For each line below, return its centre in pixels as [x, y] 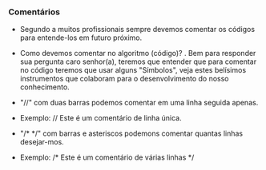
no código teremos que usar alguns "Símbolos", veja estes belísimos [133, 70]
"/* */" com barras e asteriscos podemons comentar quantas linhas [131, 133]
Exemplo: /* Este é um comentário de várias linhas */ [107, 157]
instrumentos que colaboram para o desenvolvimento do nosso [124, 79]
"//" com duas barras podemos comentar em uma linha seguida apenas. [139, 103]
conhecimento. [44, 87]
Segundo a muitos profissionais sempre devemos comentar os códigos [137, 30]
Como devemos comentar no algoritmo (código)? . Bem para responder [138, 53]
